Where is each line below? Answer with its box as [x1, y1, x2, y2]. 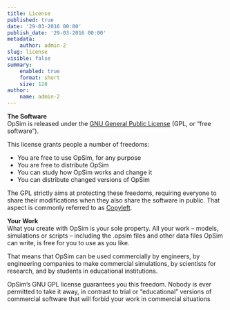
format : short [19, 74, 60, 81]
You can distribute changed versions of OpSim [17, 176, 151, 183]
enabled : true [19, 68, 60, 74]
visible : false [7, 55, 51, 62]
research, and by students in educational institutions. [7, 267, 158, 275]
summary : [7, 61, 32, 68]
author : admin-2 [19, 42, 67, 49]
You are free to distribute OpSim [17, 161, 109, 169]
